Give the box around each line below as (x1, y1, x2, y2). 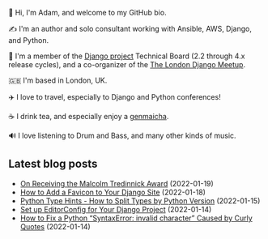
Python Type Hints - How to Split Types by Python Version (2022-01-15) (19, 195, 261, 206)
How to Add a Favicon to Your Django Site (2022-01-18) (19, 187, 206, 197)
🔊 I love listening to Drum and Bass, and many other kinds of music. (8, 130, 236, 140)
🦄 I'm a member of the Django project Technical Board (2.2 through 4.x (8, 51, 245, 61)
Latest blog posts (8, 157, 98, 171)
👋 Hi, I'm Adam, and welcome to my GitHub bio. (8, 8, 168, 17)
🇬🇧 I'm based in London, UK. (8, 75, 108, 85)
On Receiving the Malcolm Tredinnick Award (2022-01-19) (19, 178, 215, 188)
